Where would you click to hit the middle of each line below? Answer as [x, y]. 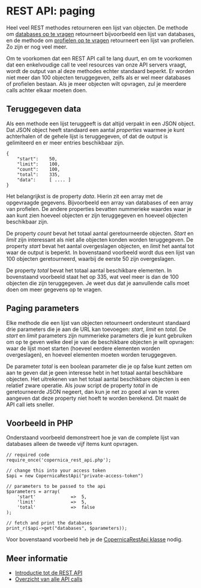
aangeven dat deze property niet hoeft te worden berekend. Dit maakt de [97, 398]
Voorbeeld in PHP [40, 423]
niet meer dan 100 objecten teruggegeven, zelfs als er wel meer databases [98, 77]
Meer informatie [37, 558]
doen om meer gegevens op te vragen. [54, 290]
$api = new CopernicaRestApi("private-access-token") [75, 476]
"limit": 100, [39, 164]
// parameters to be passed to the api [56, 487]
